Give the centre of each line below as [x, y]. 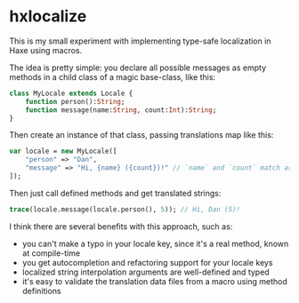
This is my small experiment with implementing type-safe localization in [140, 41]
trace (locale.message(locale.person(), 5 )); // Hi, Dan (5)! [125, 209]
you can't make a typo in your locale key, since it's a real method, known [155, 243]
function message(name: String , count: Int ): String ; [121, 110]
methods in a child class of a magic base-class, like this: [113, 76]
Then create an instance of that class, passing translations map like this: [141, 135]
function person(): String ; [75, 101]
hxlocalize [48, 16]
